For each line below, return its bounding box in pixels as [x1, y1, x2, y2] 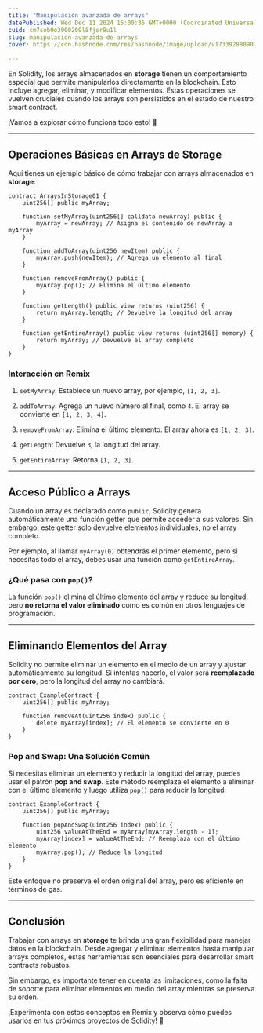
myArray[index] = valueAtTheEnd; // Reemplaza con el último [36, 835, 240, 843]
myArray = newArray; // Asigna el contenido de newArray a [36, 219, 233, 228]
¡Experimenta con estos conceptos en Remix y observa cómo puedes [8, 1008, 232, 1017]
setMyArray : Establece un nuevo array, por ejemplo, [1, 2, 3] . [19, 386, 221, 396]
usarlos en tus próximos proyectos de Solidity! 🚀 [8, 1016, 164, 1025]
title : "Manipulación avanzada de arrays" [8, 11, 149, 20]
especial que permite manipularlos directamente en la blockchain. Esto [8, 78, 236, 87]
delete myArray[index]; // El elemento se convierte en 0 [36, 719, 229, 727]
